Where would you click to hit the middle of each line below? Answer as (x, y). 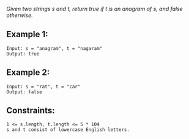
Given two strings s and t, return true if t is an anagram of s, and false (95, 9)
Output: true (23, 54)
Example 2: (28, 73)
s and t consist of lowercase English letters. (68, 130)
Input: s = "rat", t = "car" (43, 87)
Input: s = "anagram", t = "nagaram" (54, 48)
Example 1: (27, 34)
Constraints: (31, 111)
